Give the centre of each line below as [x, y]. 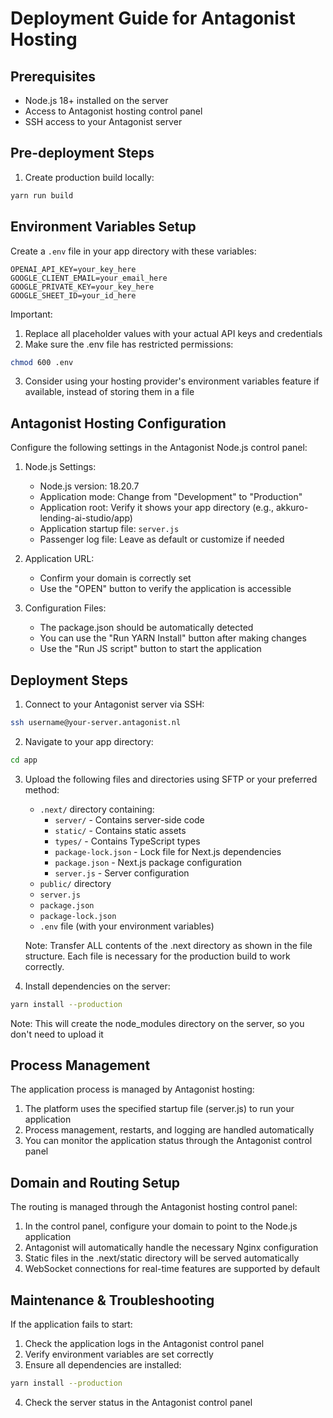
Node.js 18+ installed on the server [96, 100]
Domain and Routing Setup [95, 1182]
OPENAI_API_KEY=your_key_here [73, 269]
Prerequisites [53, 76]
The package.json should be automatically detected [146, 628]
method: [42, 789]
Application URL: [59, 559]
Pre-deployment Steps [82, 153]
